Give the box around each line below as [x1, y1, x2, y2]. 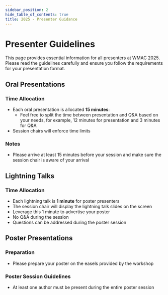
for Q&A [20, 122, 37, 128]
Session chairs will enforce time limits [12, 128, 91, 133]
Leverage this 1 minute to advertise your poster [12, 209, 110, 215]
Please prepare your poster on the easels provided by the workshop [12, 260, 154, 266]
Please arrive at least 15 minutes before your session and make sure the [12, 152, 162, 158]
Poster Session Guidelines [5, 273, 71, 280]
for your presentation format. [5, 66, 65, 72]
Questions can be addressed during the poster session [12, 219, 127, 225]
